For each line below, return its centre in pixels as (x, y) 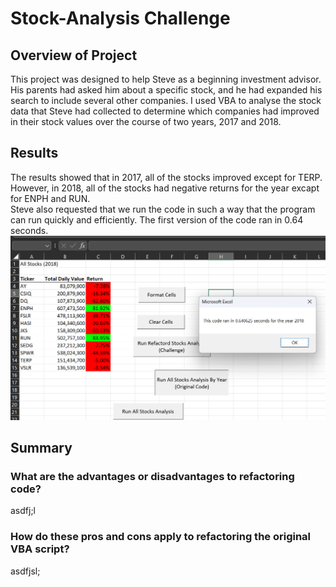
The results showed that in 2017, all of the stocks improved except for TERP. (166, 177)
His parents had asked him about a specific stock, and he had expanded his (166, 90)
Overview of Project (74, 55)
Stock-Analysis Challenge (120, 18)
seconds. (29, 230)
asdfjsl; (25, 571)
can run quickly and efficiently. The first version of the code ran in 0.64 (157, 219)
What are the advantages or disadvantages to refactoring (152, 476)
